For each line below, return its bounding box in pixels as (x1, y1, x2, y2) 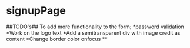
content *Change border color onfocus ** (6, 35, 108, 42)
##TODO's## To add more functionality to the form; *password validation (6, 23, 184, 30)
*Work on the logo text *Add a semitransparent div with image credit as (6, 29, 181, 36)
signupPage (6, 4, 66, 17)
